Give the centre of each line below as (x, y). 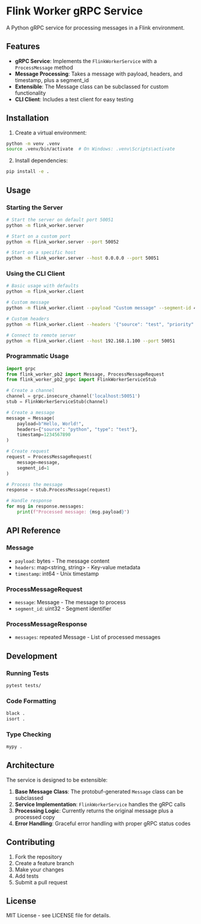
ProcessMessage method (44, 67)
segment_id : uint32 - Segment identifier (63, 608)
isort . (16, 719)
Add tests (27, 876)
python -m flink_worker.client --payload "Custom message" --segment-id (99, 308)
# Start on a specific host (41, 253)
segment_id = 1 (33, 468)
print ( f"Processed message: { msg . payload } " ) (73, 512)
